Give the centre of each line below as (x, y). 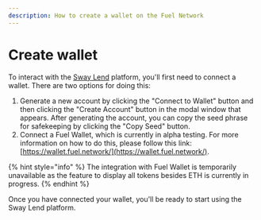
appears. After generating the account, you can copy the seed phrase (134, 118)
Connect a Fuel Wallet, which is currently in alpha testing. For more (129, 134)
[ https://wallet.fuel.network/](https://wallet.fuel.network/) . (115, 151)
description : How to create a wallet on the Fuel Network (106, 15)
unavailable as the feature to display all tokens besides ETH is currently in (129, 175)
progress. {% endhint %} (49, 183)
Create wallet (53, 54)
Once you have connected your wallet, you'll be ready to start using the (125, 199)
